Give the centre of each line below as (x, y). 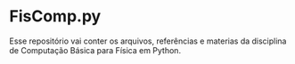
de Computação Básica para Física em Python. (95, 50)
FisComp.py (55, 16)
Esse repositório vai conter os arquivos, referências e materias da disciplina (148, 41)
